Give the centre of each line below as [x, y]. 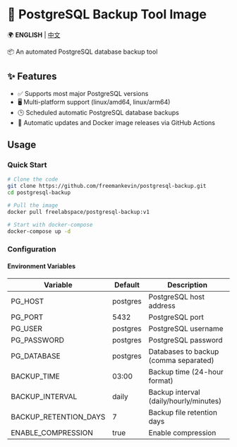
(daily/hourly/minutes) [185, 400]
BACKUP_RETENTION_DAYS [58, 417]
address [162, 305]
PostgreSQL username [186, 328]
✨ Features [32, 77]
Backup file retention [183, 412]
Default [127, 285]
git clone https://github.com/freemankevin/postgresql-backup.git [107, 186]
